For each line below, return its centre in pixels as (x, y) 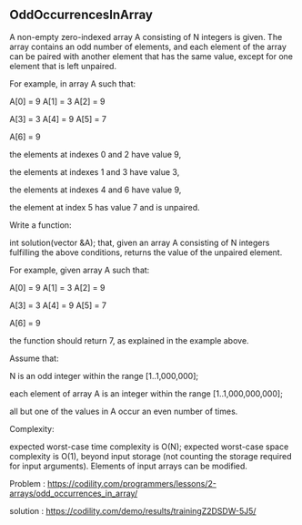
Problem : (27, 483)
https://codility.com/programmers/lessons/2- (131, 483)
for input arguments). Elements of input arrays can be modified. (129, 466)
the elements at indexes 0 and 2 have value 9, (96, 154)
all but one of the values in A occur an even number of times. (124, 411)
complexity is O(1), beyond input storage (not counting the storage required (151, 456)
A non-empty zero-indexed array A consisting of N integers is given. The (146, 36)
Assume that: (34, 358)
